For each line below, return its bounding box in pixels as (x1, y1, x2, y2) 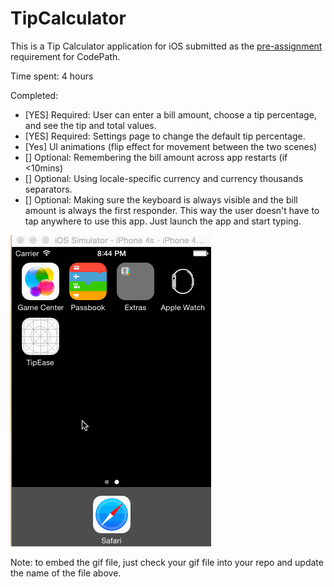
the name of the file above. (10, 567, 122, 579)
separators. (24, 183, 73, 195)
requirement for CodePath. (10, 50, 121, 62)
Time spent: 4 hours (10, 70, 94, 82)
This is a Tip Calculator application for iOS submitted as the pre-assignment (10, 40, 323, 52)
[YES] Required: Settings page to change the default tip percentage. (24, 130, 306, 142)
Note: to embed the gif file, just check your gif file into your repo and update (10, 556, 324, 568)
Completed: (10, 89, 59, 101)
